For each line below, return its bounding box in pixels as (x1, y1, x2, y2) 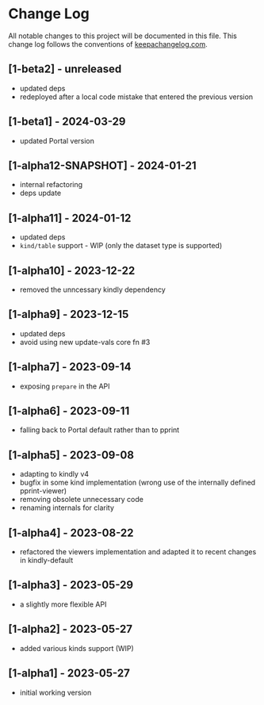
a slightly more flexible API (19, 600, 107, 609)
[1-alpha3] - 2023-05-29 (8, 578, 133, 592)
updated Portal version (19, 136, 95, 145)
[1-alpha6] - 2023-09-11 (8, 404, 130, 418)
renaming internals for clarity (19, 503, 115, 512)
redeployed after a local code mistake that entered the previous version (19, 92, 254, 102)
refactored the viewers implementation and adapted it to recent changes (19, 547, 257, 557)
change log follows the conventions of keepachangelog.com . (8, 39, 208, 48)
